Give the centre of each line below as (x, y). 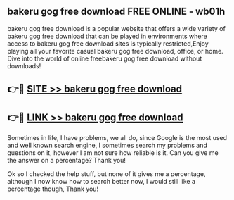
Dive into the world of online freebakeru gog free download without (105, 58)
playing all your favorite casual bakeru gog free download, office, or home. (115, 51)
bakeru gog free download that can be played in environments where (107, 36)
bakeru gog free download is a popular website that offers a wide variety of (117, 28)
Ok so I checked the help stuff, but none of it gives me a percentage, (106, 174)
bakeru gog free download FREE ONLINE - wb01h (116, 12)
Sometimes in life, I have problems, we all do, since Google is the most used (117, 138)
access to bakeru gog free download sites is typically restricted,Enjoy (108, 43)
